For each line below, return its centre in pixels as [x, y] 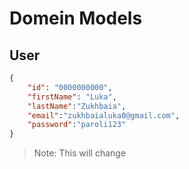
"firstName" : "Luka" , [72, 97]
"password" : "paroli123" [77, 125]
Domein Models [76, 18]
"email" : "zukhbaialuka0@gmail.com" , [104, 115]
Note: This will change [80, 153]
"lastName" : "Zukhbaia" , [77, 106]
